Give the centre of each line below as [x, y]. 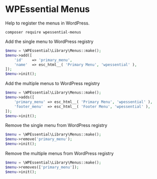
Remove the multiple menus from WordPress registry [59, 153]
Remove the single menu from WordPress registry [56, 125]
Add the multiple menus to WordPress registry [53, 83]
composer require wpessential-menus [43, 32]
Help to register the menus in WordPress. [47, 23]
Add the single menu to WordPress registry [49, 41]
